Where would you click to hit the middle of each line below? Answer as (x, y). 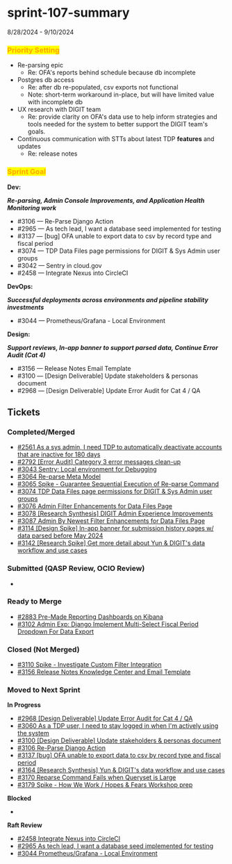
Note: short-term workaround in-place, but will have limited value (121, 94)
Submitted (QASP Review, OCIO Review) (76, 569)
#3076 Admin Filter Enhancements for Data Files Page (94, 506)
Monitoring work (32, 208)
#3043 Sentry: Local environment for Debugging (87, 470)
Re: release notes (52, 153)
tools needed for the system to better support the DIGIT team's (118, 124)
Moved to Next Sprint (44, 690)
